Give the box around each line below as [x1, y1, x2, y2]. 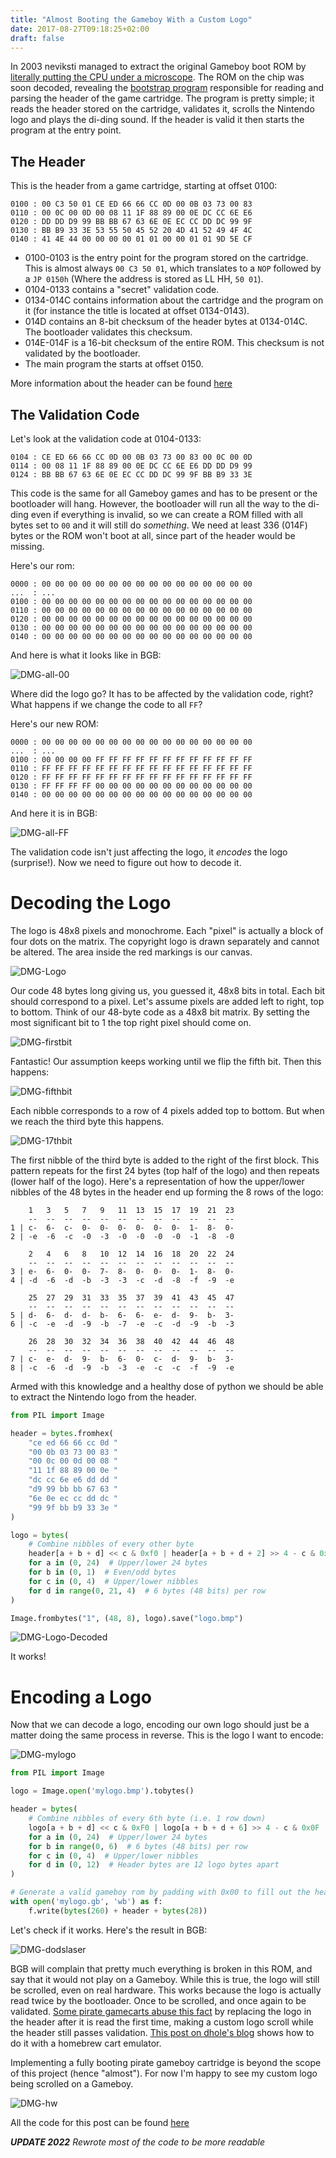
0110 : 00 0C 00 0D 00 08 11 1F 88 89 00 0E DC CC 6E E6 [10, 208, 253, 218]
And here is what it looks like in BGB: [10, 649, 162, 661]
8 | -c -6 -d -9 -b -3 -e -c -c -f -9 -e [10, 1362, 235, 1373]
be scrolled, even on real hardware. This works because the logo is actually [10, 1984, 322, 1996]
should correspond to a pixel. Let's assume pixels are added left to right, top [10, 995, 325, 1007]
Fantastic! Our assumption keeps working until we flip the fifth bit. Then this [10, 1055, 322, 1067]
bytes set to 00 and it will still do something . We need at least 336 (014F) [10, 519, 308, 531]
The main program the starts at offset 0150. [24, 358, 204, 370]
